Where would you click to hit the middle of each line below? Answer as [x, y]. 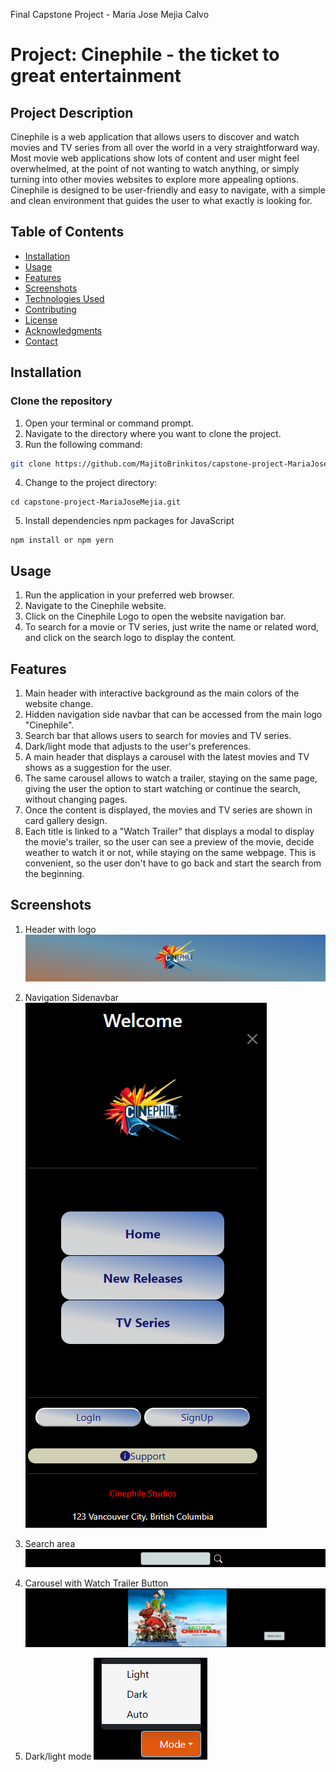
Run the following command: [83, 444]
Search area [50, 1544]
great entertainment [96, 76]
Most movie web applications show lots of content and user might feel [155, 158]
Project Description [72, 112]
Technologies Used [64, 298]
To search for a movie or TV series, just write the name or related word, [172, 627]
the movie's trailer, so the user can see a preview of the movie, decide [169, 842]
